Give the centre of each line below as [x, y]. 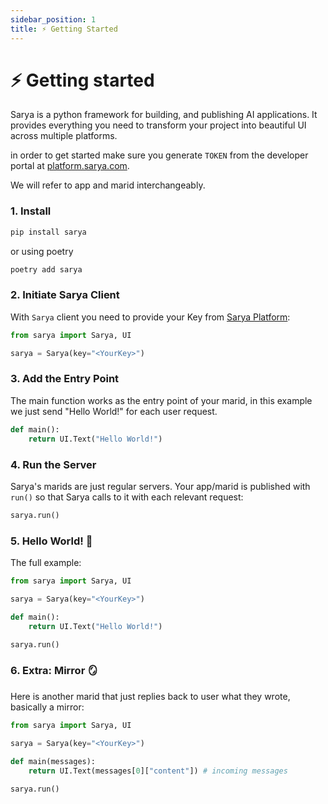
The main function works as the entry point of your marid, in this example [161, 400]
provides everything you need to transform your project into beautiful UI [158, 125]
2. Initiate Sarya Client [65, 295]
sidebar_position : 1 [53, 19]
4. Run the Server [53, 464]
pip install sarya [48, 232]
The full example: [46, 563]
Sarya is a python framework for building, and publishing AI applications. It [164, 115]
